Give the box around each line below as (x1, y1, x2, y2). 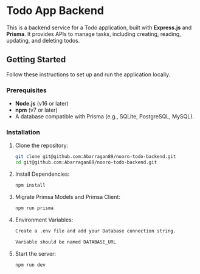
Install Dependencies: (15, 170, 70, 178)
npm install (15, 182, 46, 189)
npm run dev (15, 262, 46, 268)
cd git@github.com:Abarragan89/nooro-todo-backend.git (15, 159, 157, 165)
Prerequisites (6, 86, 47, 95)
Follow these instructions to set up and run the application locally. (6, 71, 171, 78)
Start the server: (15, 250, 57, 257)
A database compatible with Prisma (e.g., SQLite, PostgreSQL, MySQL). (15, 113, 195, 120)
